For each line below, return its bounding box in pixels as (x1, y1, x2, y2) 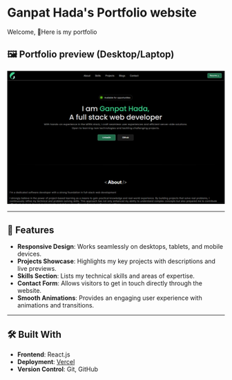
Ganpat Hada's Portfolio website (7, 5, 197, 21)
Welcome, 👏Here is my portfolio (7, 28, 97, 36)
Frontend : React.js (17, 350, 70, 359)
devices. (17, 250, 42, 258)
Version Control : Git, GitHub (17, 365, 99, 373)
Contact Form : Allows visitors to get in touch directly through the (17, 279, 202, 287)
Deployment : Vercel (17, 357, 75, 365)
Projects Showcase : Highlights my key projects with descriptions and (17, 257, 216, 265)
